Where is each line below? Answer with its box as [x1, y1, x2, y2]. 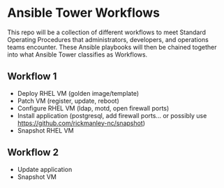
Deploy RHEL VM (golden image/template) [17, 89, 140, 97]
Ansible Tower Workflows [7, 5, 160, 21]
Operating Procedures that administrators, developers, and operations [7, 35, 209, 43]
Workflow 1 [7, 71, 57, 82]
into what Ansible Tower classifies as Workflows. [7, 50, 148, 59]
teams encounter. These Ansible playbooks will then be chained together [7, 43, 218, 51]
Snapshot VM [17, 173, 57, 181]
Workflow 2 [7, 147, 59, 159]
